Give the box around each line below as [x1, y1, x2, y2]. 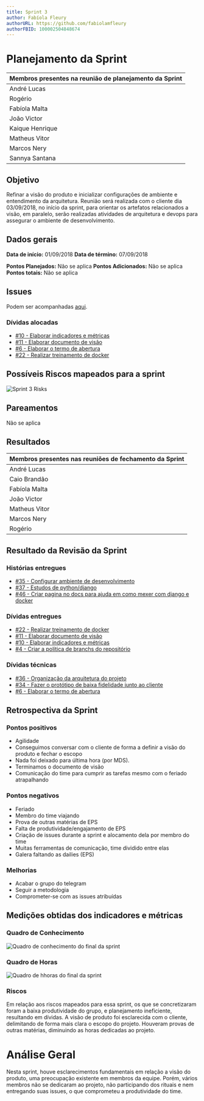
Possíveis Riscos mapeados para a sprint [6, 369, 166, 379]
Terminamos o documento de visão [15, 763, 104, 770]
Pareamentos [6, 403, 58, 414]
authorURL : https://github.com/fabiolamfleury [6, 20, 127, 26]
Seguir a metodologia [15, 886, 69, 894]
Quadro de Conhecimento [6, 928, 84, 937]
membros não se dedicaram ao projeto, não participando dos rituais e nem [6, 1081, 194, 1089]
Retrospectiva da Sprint [6, 705, 98, 715]
